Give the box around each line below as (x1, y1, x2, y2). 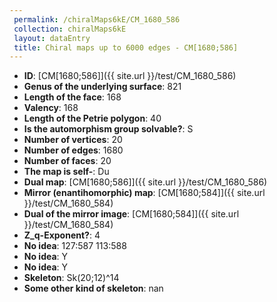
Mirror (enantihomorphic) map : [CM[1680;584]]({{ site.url (23, 187, 266, 199)
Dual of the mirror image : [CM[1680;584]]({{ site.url (23, 208, 240, 220)
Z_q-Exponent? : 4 (23, 229, 101, 241)
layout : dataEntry (13, 33, 91, 43)
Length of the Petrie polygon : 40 (23, 112, 162, 125)
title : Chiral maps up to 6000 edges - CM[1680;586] (13, 42, 239, 53)
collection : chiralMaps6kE (13, 24, 127, 34)
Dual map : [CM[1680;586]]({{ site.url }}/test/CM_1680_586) (23, 176, 268, 188)
